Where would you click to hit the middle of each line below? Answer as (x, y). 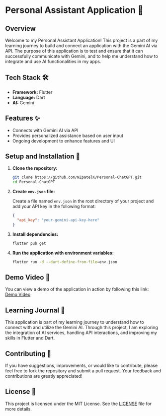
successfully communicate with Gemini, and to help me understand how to (82, 56)
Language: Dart (29, 97)
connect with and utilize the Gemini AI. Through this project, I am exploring (82, 328)
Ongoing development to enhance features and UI (64, 140)
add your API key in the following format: (54, 207)
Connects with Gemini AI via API (45, 130)
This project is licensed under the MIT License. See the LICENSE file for (79, 404)
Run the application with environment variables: (63, 253)
